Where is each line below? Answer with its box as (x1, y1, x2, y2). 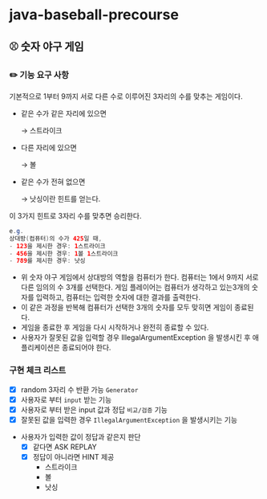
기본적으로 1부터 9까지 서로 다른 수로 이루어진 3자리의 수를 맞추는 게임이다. (9, 91, 243, 101)
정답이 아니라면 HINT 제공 (32, 452, 115, 461)
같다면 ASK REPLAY (32, 442, 97, 452)
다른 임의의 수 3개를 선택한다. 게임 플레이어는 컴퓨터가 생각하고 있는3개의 (20, 283, 250, 292)
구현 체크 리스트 (9, 365, 67, 376)
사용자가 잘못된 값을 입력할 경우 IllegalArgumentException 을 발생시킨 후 (20, 333, 251, 342)
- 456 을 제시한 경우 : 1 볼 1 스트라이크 (9, 249, 119, 258)
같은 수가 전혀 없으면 (20, 177, 86, 186)
